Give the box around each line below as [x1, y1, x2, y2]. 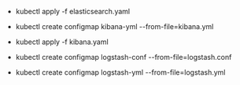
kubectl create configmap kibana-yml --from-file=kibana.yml [15, 22, 214, 31]
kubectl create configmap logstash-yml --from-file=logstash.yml [15, 68, 226, 77]
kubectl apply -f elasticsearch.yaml [15, 7, 131, 16]
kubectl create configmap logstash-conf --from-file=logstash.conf [15, 53, 232, 61]
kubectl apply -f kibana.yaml [15, 37, 109, 46]
